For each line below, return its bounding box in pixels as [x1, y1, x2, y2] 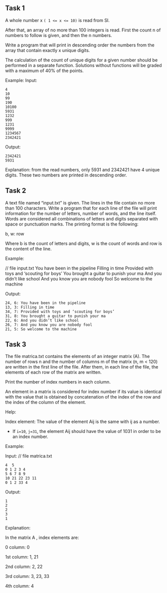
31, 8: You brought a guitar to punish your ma [5, 313, 106, 318]
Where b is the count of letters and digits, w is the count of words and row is [5, 240, 162, 246]
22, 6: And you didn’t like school [5, 317, 79, 323]
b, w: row [5, 230, 24, 236]
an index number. [12, 433, 48, 439]
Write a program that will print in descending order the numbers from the [5, 42, 155, 48]
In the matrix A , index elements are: [5, 534, 79, 540]
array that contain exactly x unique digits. [5, 47, 90, 53]
